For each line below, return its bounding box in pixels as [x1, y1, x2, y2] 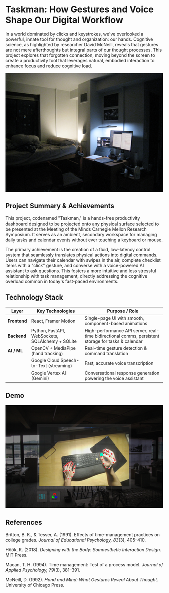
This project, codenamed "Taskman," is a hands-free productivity [5, 215, 140, 221]
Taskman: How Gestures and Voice [5, 4, 154, 15]
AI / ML [7, 348, 23, 354]
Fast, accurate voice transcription [84, 360, 154, 366]
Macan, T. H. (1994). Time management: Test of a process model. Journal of [5, 561, 163, 567]
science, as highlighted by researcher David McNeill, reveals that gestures [5, 41, 159, 47]
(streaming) [48, 363, 73, 369]
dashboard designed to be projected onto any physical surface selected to [5, 220, 159, 227]
